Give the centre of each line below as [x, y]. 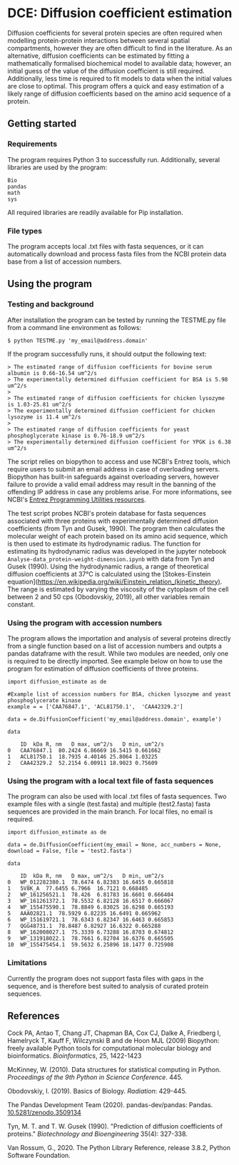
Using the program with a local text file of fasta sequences [111, 781]
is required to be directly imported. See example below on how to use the [115, 661]
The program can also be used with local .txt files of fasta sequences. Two [117, 796]
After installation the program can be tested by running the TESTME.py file [117, 320]
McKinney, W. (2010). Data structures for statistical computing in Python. [114, 1070]
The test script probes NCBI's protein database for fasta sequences [107, 513]
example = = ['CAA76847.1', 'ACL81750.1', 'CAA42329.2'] [95, 706]
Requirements [32, 144]
